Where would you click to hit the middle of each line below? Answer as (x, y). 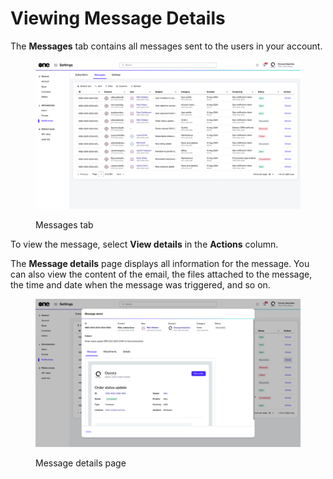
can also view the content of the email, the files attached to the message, (161, 274)
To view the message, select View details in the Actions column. (144, 244)
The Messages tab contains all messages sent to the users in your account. (166, 46)
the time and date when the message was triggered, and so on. (140, 284)
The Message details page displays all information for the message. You (160, 263)
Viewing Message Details (118, 18)
